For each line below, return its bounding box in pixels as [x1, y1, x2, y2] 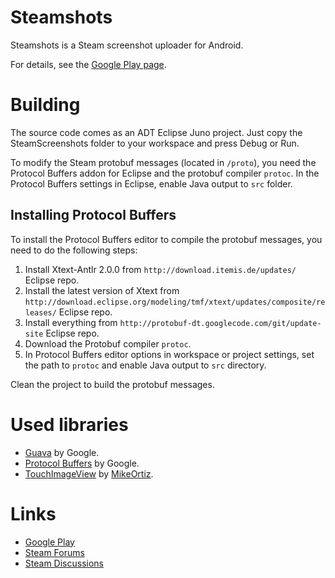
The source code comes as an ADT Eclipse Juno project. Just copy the [10, 126, 303, 138]
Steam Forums [24, 546, 85, 558]
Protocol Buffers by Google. [24, 457, 140, 469]
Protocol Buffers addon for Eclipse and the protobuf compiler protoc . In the [10, 167, 320, 179]
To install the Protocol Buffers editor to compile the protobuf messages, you [10, 233, 323, 245]
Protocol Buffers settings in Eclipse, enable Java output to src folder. [10, 177, 293, 190]
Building [10, 94, 81, 116]
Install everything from [24, 316, 118, 328]
